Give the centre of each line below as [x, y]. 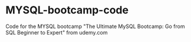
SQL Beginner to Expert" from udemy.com [57, 32]
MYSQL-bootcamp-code [67, 10]
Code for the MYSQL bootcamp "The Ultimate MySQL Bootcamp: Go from [95, 26]
